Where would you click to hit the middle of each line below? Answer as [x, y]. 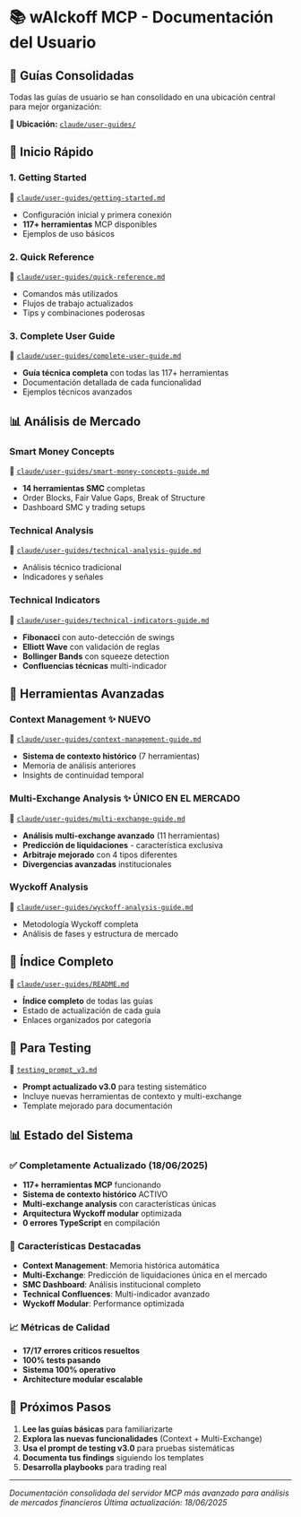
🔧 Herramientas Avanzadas [87, 693]
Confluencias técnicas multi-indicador [95, 665]
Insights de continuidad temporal [83, 776]
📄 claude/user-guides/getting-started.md [87, 197]
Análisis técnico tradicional [72, 568]
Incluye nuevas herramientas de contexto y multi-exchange [132, 1097]
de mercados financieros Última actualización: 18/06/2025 [118, 1502]
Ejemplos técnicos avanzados [77, 392]
